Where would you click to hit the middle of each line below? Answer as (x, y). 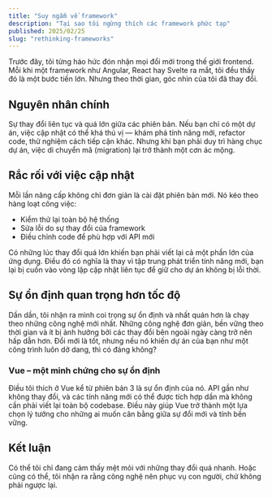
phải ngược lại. (33, 485)
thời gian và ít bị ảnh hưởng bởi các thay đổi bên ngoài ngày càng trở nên (131, 332)
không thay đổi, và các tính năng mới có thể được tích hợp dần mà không (131, 396)
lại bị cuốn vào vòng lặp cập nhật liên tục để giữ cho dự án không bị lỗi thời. (135, 270)
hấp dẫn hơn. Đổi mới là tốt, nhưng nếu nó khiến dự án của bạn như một (129, 340)
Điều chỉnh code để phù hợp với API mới (87, 236)
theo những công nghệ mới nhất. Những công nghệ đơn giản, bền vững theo (136, 323)
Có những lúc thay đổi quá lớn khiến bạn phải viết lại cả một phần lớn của (131, 252)
